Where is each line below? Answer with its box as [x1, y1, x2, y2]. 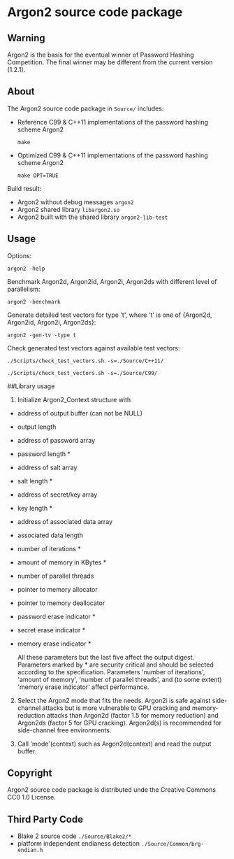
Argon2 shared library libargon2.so [17, 205, 120, 213]
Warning [7, 32, 45, 44]
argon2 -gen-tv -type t [7, 332, 77, 339]
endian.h [17, 847, 43, 854]
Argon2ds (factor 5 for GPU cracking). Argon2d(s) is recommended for [17, 718, 222, 727]
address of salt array [17, 463, 78, 471]
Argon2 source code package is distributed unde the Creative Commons [7, 786, 217, 794]
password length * [17, 449, 71, 458]
